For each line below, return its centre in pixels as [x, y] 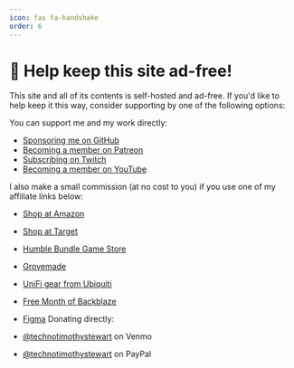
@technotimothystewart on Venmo [87, 336]
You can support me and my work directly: [89, 123]
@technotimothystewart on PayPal [87, 354]
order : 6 [26, 26]
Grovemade [44, 267]
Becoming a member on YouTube [85, 169]
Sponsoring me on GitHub [71, 140]
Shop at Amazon [53, 214]
